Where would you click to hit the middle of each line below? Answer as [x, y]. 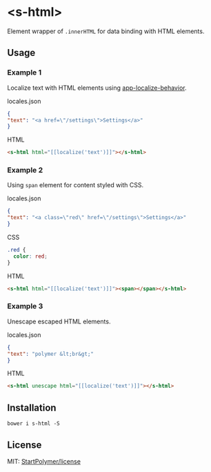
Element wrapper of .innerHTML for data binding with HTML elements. [106, 31]
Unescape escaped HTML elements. [59, 321]
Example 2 [25, 170]
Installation [32, 407]
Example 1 [24, 73]
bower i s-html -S [33, 424]
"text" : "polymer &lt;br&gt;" [51, 354]
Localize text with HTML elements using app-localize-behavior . [97, 88]
